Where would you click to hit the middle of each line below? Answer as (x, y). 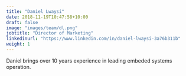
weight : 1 (18, 44)
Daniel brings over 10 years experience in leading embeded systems (89, 61)
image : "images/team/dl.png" (42, 28)
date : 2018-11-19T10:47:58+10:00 (47, 17)
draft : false (22, 22)
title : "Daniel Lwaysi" (35, 11)
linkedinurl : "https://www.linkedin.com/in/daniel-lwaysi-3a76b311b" (94, 39)
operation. (19, 67)
